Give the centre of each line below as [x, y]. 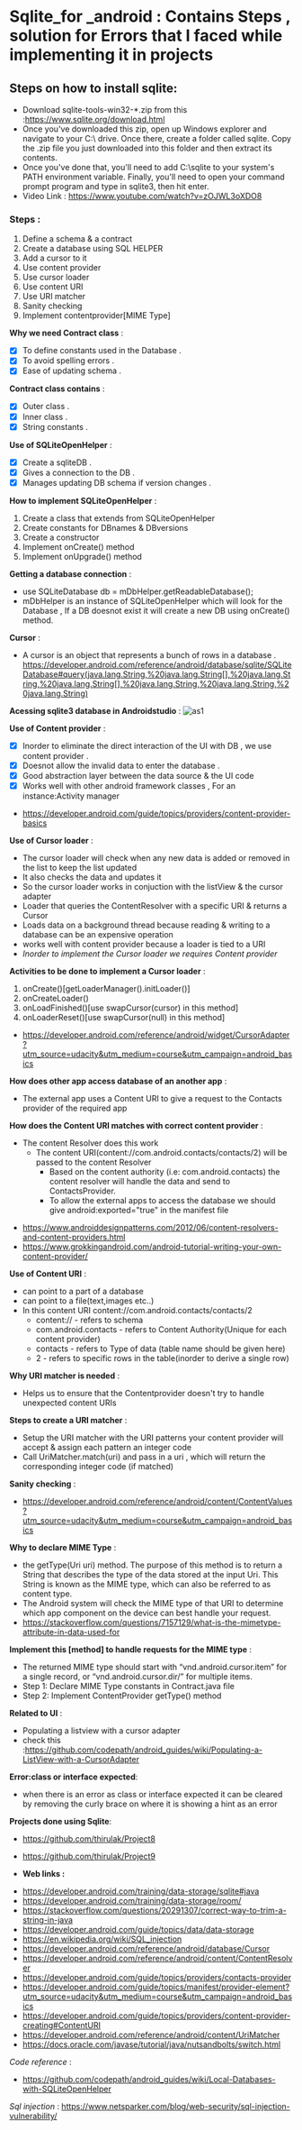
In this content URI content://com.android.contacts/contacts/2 [138, 1311]
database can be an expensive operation [98, 935]
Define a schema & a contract [77, 239]
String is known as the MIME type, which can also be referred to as [147, 1585]
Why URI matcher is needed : [64, 1376]
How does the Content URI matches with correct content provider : [136, 1126]
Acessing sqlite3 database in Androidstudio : [95, 710]
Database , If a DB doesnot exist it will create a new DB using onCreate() [156, 610]
